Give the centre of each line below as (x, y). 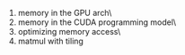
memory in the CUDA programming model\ (97, 22)
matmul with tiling (50, 41)
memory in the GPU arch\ (65, 13)
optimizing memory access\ (69, 31)
